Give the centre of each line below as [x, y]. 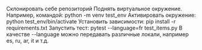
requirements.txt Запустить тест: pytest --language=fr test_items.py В [94, 28]
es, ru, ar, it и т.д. [28, 41]
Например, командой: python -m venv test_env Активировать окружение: [101, 15]
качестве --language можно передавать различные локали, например [98, 34]
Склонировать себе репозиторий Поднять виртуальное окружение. [94, 9]
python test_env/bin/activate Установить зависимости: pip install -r [91, 21]
